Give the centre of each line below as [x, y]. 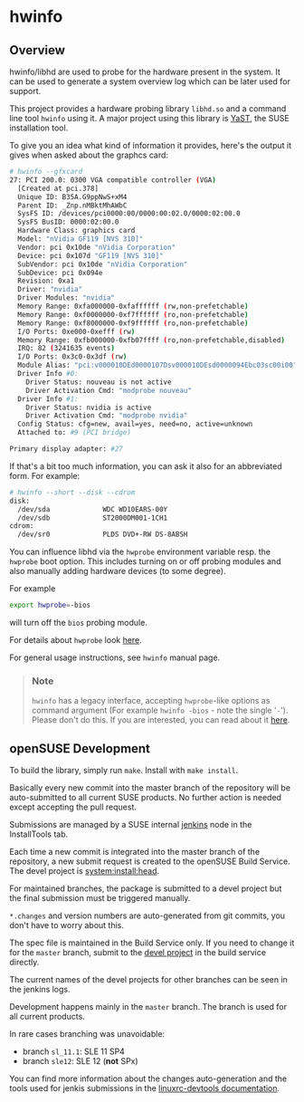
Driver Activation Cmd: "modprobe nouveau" [109, 390]
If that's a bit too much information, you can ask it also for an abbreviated [146, 466]
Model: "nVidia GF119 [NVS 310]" [81, 239]
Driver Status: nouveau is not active [99, 382]
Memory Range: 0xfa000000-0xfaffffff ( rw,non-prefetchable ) [133, 306]
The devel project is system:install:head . [85, 871]
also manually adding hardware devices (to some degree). [118, 571]
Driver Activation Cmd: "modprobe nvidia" [107, 416]
